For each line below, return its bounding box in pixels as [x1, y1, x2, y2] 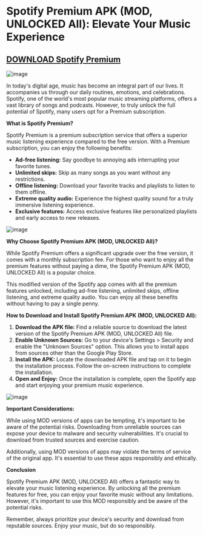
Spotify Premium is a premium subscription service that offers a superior [6, 132, 188, 138]
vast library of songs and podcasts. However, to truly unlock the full [6, 101, 176, 109]
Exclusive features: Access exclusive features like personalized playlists [15, 208, 198, 215]
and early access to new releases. [15, 214, 101, 221]
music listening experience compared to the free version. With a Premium [6, 138, 190, 145]
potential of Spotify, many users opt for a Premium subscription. [6, 108, 166, 115]
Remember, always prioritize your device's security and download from [6, 516, 184, 523]
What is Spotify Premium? [6, 120, 74, 127]
